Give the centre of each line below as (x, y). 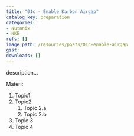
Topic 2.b (35, 114)
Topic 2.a (35, 108)
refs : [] (17, 39)
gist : (13, 50)
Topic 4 (24, 127)
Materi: (15, 84)
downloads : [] (24, 56)
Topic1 (22, 95)
